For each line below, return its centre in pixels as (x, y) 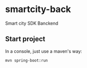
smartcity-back (38, 9)
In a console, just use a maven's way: (44, 51)
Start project (25, 39)
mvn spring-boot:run (27, 60)
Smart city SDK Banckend (32, 23)
